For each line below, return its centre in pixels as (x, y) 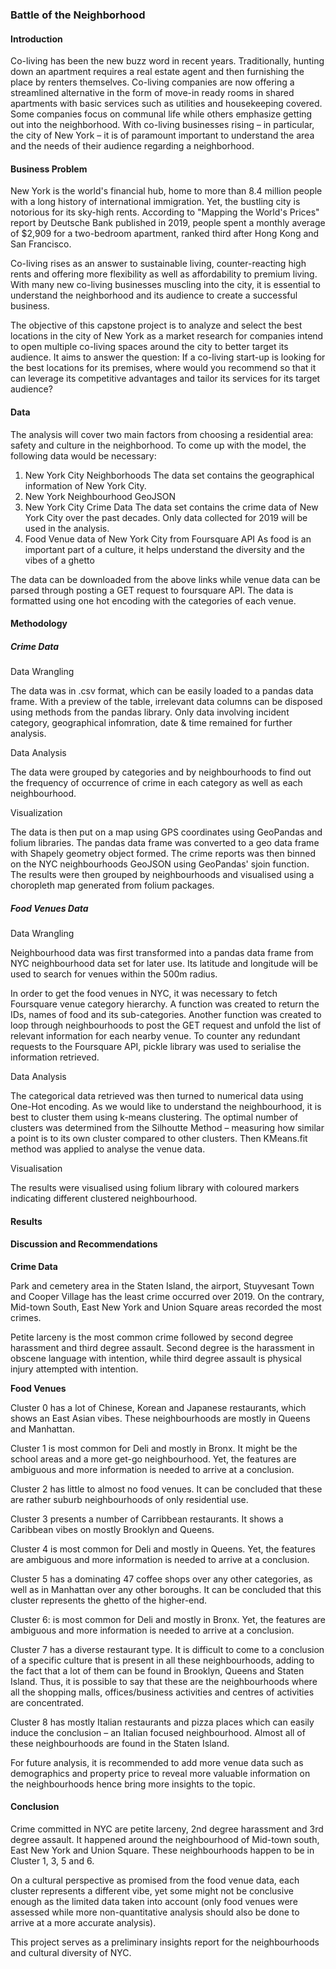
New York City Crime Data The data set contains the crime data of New (171, 507)
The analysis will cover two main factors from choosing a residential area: (162, 434)
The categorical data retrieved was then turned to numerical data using (157, 1096)
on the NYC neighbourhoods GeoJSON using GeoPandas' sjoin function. (160, 864)
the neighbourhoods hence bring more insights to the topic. (133, 1784)
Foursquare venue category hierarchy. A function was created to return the (165, 1004)
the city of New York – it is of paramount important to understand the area (162, 135)
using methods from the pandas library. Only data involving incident (150, 712)
